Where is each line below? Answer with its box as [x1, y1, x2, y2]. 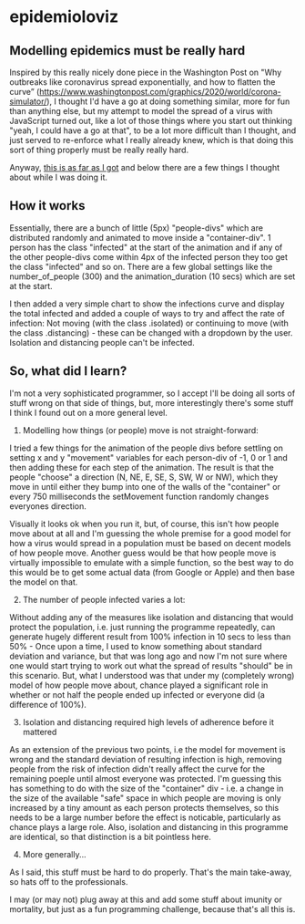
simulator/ [9, 96, 47, 107]
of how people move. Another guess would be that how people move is [9, 547, 277, 558]
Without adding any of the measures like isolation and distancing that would [9, 611, 294, 622]
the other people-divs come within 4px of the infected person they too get [9, 251, 289, 262]
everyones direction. [9, 500, 86, 512]
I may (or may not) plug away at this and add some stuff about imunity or [9, 894, 282, 905]
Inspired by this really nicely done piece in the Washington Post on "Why [9, 67, 282, 78]
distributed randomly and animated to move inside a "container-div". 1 [9, 232, 271, 243]
